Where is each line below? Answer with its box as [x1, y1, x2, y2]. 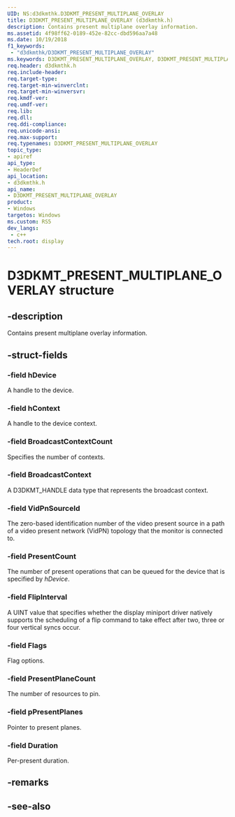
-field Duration [7, 740, 58, 750]
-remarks [7, 776, 49, 788]
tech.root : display [7, 238, 64, 245]
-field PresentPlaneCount [7, 674, 96, 684]
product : [7, 198, 33, 206]
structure [58, 282, 115, 298]
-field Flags [7, 640, 48, 650]
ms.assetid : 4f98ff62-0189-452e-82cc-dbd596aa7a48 [7, 29, 158, 37]
